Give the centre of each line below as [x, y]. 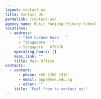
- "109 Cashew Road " [43, 38]
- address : [21, 33]
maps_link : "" [29, 56]
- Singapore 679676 [41, 47]
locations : [16, 28]
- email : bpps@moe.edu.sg [45, 79]
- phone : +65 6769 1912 [43, 75]
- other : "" [31, 84]
